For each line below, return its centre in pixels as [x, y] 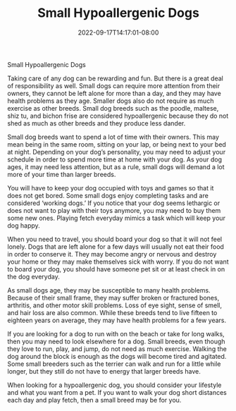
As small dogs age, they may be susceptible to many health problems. [109, 290]
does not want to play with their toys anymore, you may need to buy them [114, 210]
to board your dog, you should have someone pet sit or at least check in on [116, 269]
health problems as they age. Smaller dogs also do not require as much [111, 101]
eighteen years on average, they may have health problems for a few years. [117, 320]
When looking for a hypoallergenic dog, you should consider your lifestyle [114, 385]
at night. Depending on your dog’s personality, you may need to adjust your [117, 152]
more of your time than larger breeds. [62, 174]
